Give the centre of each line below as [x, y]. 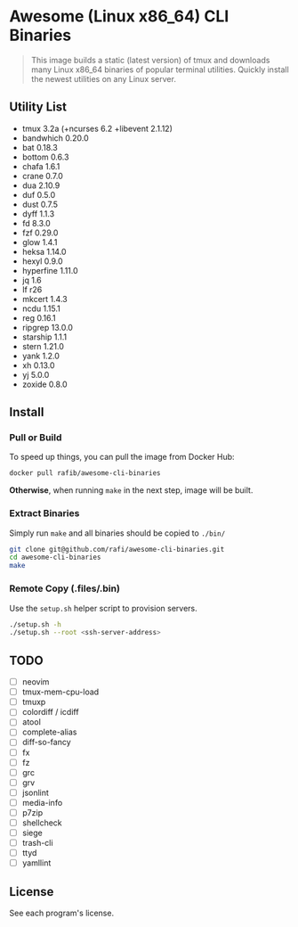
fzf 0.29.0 [40, 233]
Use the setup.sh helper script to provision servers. [103, 608]
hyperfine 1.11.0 [50, 270]
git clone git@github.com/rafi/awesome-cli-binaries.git [117, 549]
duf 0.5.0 [39, 194]
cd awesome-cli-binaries [55, 558]
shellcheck [42, 823]
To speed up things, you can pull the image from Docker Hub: [122, 457]
